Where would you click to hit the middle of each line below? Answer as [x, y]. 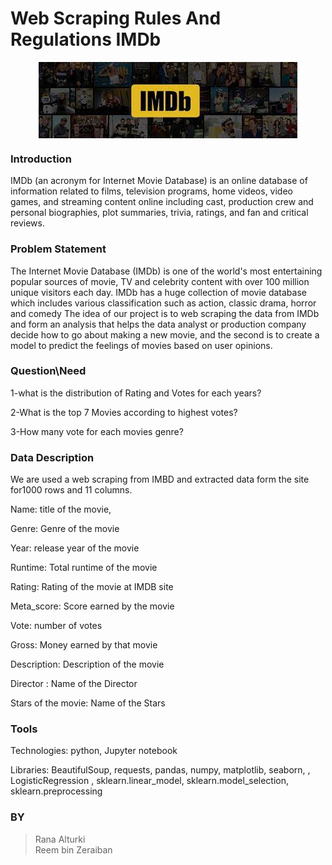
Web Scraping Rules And [116, 18]
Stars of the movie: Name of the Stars [88, 703]
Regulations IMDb [86, 39]
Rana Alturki [60, 839]
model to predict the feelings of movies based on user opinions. [141, 345]
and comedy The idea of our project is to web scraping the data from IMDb [165, 313]
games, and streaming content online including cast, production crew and [162, 202]
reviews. [27, 223]
